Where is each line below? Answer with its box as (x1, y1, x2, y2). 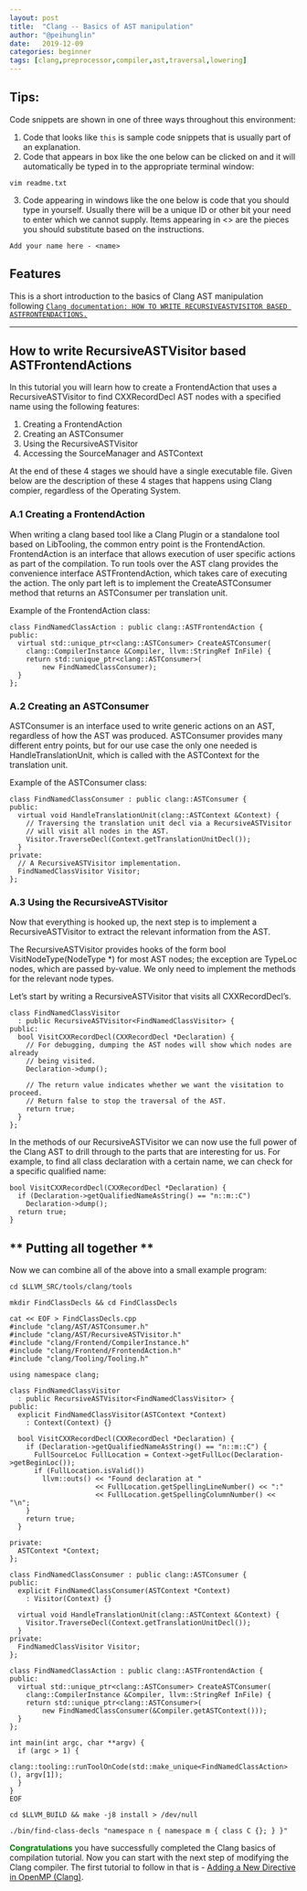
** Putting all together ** (9, 1240, 154, 1255)
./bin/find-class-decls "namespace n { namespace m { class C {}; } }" (9, 1826, 288, 1836)
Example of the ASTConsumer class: (9, 777, 148, 788)
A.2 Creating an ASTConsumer (9, 700, 149, 712)
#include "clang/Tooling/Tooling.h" (9, 1354, 149, 1363)
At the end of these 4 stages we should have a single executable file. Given (9, 465, 293, 476)
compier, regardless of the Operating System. (9, 486, 181, 497)
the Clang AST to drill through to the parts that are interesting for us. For (9, 1147, 281, 1158)
